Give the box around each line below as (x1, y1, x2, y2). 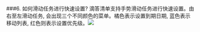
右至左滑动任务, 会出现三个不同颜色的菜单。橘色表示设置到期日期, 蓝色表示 (6, 12, 190, 19)
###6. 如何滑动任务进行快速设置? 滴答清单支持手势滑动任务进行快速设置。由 (6, 5, 195, 12)
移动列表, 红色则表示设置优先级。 (6, 20, 88, 26)
